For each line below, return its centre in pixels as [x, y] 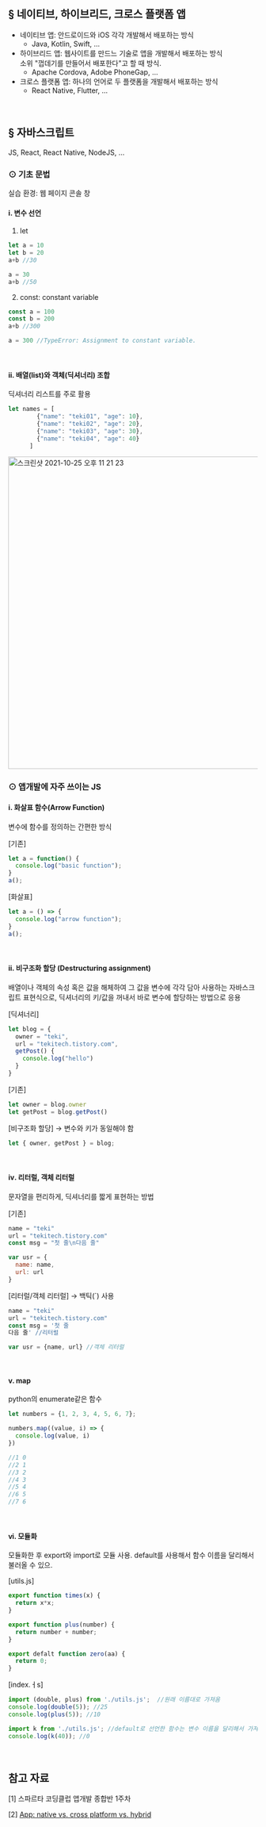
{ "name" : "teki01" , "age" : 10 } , [90, 416]
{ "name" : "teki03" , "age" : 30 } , [90, 431]
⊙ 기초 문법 [29, 175]
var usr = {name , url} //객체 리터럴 [66, 1347]
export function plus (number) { [61, 1625]
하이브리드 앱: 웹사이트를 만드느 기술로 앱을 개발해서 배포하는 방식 [121, 53]
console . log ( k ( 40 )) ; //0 [49, 1736]
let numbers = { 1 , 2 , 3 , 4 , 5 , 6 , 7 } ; [72, 1414]
